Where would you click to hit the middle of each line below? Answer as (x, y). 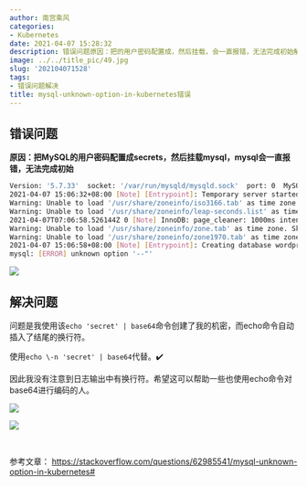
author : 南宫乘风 (40, 18)
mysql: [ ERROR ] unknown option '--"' (81, 254)
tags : (20, 78)
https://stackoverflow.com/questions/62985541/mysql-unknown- (175, 461)
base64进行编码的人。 (52, 390)
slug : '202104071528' (51, 69)
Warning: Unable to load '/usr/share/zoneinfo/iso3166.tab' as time (143, 203)
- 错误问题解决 (34, 86)
